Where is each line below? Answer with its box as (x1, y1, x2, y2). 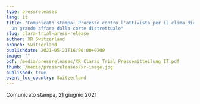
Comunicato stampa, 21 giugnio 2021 (6, 92, 97, 99)
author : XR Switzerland (6, 36, 65, 42)
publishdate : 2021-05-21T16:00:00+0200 (6, 48, 105, 53)
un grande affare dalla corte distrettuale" (11, 25, 124, 31)
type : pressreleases (6, 8, 58, 15)
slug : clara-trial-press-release (6, 31, 89, 37)
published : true (6, 70, 46, 75)
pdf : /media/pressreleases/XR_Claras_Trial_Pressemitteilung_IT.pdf (6, 58, 180, 64)
